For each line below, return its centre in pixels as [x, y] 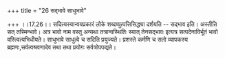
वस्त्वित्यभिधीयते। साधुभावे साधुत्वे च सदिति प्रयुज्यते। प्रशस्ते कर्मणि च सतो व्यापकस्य [97, 40]
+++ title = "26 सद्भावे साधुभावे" [47, 11]
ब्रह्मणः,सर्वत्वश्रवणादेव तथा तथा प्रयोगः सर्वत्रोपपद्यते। [62, 47]
